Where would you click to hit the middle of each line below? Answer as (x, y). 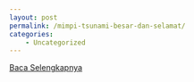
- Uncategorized (56, 42)
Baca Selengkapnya (46, 68)
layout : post (34, 17)
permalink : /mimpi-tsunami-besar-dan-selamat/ (97, 26)
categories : (31, 34)
